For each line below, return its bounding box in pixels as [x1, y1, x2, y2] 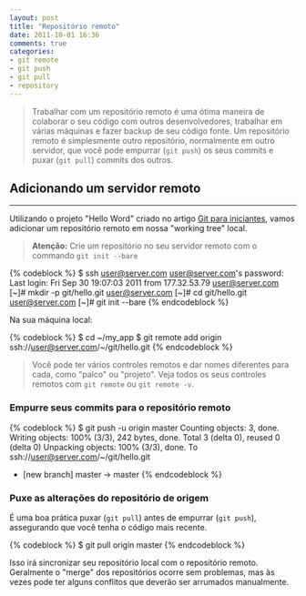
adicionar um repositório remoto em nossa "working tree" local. [9, 223, 248, 234]
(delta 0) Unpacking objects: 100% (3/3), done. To [9, 441, 199, 452]
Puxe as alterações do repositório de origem [9, 491, 209, 504]
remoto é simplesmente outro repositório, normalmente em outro [31, 135, 275, 146]
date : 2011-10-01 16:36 [9, 30, 100, 39]
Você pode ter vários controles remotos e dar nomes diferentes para [31, 359, 290, 370]
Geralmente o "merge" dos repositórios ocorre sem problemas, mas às [9, 567, 275, 578]
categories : [9, 47, 55, 56]
